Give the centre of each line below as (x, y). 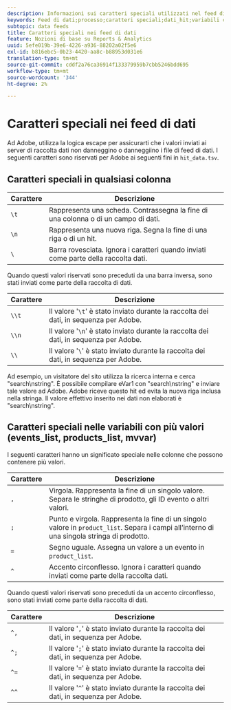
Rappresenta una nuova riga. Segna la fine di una (128, 230)
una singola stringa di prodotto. (99, 536)
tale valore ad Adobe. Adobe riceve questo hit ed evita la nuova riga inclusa (114, 391)
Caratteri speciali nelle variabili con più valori (106, 427)
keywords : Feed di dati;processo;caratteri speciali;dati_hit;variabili (113, 20)
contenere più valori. (36, 462)
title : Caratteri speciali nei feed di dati (72, 33)
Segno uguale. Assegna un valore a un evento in (127, 547)
